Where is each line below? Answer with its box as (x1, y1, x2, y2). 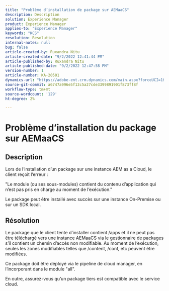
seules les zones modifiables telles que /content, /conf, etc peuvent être (5, 246, 155, 252)
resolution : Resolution (5, 36, 55, 41)
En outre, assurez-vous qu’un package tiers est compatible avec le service (5, 276, 160, 282)
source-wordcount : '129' (5, 91, 57, 96)
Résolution (5, 216, 40, 225)
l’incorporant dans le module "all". (5, 266, 75, 272)
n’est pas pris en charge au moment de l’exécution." (5, 186, 113, 192)
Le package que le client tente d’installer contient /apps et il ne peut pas (5, 230, 155, 236)
